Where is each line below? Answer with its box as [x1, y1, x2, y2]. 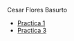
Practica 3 [17, 27, 47, 34]
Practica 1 [17, 19, 46, 27]
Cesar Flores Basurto [7, 6, 68, 14]
